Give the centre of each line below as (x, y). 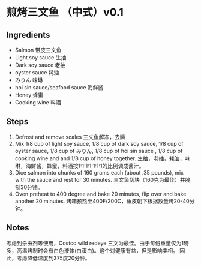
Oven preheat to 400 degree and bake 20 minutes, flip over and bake (100, 194)
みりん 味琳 (29, 80)
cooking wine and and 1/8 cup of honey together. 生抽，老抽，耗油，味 (103, 158)
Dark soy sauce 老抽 (40, 65)
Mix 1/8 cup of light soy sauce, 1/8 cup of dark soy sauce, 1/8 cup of (99, 143)
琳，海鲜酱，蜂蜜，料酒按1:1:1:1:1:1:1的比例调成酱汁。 (79, 166)
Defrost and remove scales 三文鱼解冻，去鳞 (70, 137)
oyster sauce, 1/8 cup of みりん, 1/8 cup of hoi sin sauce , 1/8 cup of (99, 151)
